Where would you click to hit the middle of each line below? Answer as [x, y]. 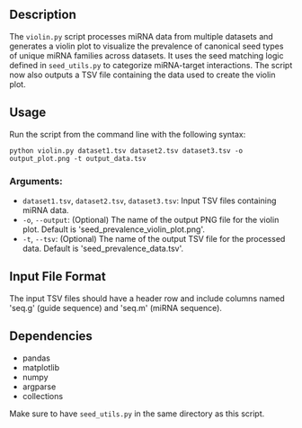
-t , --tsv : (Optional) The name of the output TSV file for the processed [154, 238]
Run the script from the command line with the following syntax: [128, 134]
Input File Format [58, 276]
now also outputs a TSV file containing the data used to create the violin [142, 75]
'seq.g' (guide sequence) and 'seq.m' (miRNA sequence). [116, 308]
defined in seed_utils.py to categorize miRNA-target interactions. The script [151, 65]
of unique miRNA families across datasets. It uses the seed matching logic [147, 55]
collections [43, 396]
